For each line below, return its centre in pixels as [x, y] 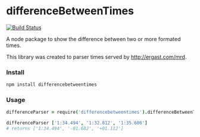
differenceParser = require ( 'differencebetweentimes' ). [77, 112]
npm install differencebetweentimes [51, 85]
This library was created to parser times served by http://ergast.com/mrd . [96, 57]
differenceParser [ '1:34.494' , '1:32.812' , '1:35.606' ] [77, 123]
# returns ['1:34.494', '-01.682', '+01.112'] [65, 129]
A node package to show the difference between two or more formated [93, 39]
